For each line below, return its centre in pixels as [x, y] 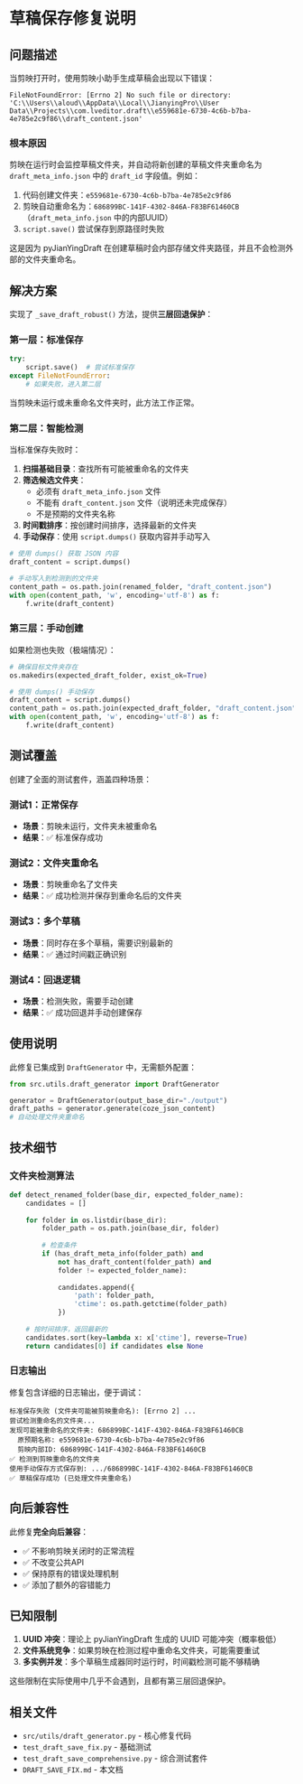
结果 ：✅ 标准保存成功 [63, 837]
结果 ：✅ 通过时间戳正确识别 [74, 954]
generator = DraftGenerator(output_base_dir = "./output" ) [119, 1100]
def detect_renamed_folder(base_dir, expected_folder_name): [127, 1195]
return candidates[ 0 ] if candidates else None [115, 1346]
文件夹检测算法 [42, 1175]
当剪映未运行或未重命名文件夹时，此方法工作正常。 [104, 402]
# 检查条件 [60, 1246]
